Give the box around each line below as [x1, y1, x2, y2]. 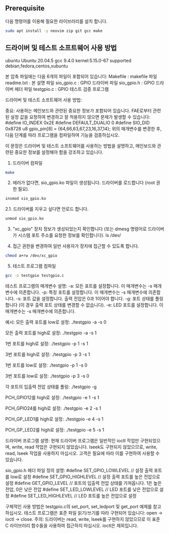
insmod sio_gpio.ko [5, 196, 46, 201]
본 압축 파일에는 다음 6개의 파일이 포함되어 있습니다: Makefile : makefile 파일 [5, 73, 157, 79]
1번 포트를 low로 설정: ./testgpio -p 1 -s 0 [5, 362, 88, 368]
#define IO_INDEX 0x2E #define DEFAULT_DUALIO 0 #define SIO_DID [5, 119, 150, 126]
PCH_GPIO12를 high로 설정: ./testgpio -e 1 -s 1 [5, 394, 99, 400]
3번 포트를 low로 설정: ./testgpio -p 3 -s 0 [5, 373, 90, 379]
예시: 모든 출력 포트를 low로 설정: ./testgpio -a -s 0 [5, 319, 107, 325]
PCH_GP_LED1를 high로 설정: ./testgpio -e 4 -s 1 [5, 416, 104, 422]
